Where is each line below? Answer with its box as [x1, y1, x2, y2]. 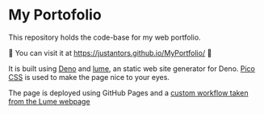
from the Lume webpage [8, 96, 90, 106]
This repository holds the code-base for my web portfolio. [8, 32, 201, 42]
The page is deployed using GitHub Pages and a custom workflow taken [8, 87, 249, 98]
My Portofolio [8, 6, 103, 24]
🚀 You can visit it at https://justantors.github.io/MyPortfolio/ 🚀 [8, 48, 212, 57]
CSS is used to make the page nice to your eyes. [8, 72, 170, 82]
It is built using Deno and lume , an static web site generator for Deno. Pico [8, 63, 256, 74]
